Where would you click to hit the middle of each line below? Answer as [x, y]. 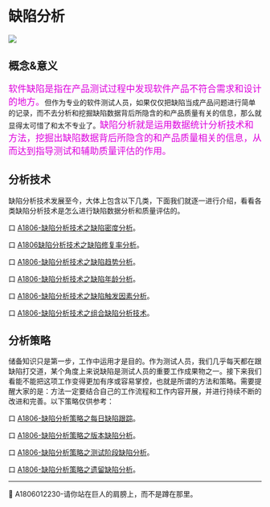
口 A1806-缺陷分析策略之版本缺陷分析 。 [74, 436]
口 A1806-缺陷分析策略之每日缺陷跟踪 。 [74, 419]
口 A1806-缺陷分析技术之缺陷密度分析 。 [74, 227]
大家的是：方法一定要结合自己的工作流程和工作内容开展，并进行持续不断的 [138, 391]
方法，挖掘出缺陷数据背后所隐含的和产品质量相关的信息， [131, 138]
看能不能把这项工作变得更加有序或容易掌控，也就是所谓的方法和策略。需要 [131, 381]
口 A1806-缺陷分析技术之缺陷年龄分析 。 [74, 278]
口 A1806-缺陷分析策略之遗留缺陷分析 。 [74, 469]
